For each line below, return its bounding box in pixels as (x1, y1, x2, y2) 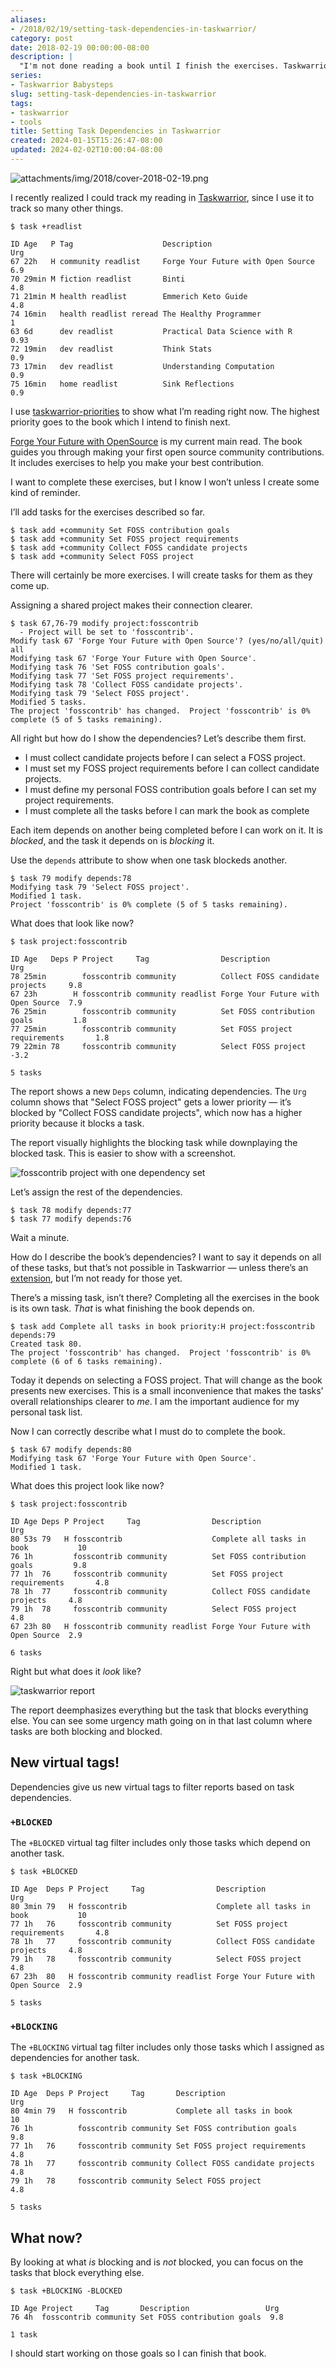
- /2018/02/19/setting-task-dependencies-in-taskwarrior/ (10, 24, 257, 34)
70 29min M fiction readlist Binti (10, 274, 186, 284)
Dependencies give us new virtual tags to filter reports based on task (10, 1781, 295, 1793)
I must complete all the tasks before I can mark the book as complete (24, 804, 310, 816)
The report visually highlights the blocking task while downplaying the (10, 1136, 298, 1148)
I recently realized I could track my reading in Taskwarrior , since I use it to (10, 191, 315, 203)
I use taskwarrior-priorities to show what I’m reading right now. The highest (10, 405, 320, 417)
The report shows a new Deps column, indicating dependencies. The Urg (10, 1085, 307, 1097)
